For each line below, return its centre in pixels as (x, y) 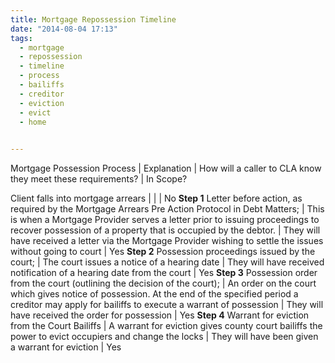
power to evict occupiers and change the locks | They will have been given (164, 337)
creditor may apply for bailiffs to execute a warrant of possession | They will (167, 305)
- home (33, 122)
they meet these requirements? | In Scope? (99, 179)
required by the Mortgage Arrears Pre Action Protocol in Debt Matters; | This (167, 209)
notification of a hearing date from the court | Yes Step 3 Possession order (164, 273)
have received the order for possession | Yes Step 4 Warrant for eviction (160, 315)
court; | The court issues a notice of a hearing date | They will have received (167, 262)
